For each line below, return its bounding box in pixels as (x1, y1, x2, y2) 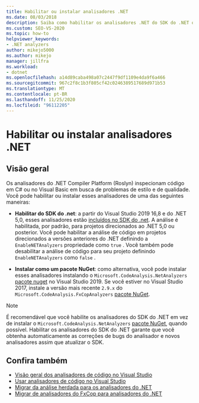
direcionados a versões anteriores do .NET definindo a (14, 235, 148, 242)
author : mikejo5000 (6, 47, 54, 53)
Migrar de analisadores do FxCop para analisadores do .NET (14, 390, 162, 397)
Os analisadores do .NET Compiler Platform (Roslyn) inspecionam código (6, 179, 185, 186)
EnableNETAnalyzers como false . (14, 254, 96, 261)
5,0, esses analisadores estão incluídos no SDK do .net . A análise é (14, 216, 179, 223)
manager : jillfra (6, 58, 49, 64)
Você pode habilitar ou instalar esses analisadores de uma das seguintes (6, 192, 184, 199)
